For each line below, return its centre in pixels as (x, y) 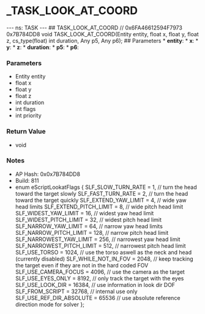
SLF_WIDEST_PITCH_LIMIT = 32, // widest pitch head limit (88, 220)
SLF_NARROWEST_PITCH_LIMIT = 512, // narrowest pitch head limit (100, 245)
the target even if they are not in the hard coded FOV (82, 265)
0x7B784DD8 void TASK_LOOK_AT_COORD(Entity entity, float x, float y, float (102, 34)
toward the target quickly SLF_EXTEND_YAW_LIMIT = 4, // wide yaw (101, 200)
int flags (25, 109)
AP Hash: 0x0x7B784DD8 (48, 174)
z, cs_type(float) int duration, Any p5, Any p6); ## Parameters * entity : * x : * (102, 40)
